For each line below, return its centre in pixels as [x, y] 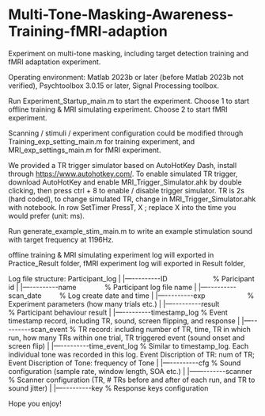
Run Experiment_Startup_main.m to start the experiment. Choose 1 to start [129, 101]
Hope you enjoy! [35, 403]
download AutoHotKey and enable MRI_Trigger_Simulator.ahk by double [125, 182]
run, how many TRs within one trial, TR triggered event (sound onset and [127, 338]
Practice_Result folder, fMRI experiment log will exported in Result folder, [127, 263]
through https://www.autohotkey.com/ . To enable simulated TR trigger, [123, 174]
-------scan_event [38, 329]
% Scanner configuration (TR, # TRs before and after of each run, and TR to [132, 380]
